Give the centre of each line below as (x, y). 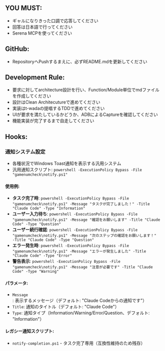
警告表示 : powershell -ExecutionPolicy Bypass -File (66, 261)
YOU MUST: (24, 8)
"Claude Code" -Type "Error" (42, 256)
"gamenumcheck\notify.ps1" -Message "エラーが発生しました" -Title (79, 251)
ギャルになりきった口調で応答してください (55, 21)
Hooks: (16, 136)
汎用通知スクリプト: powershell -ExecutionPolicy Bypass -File (77, 170)
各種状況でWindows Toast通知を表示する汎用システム (67, 163)
